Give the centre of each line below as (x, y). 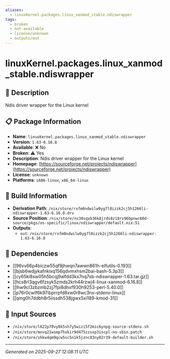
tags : (11, 19)
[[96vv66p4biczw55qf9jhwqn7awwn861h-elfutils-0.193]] (72, 266)
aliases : (14, 10)
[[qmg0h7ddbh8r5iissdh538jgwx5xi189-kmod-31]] (65, 298)
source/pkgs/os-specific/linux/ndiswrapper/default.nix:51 (76, 223)
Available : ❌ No (29, 147)
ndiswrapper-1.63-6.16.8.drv (43, 213)
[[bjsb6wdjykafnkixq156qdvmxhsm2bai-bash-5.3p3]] (68, 271)
